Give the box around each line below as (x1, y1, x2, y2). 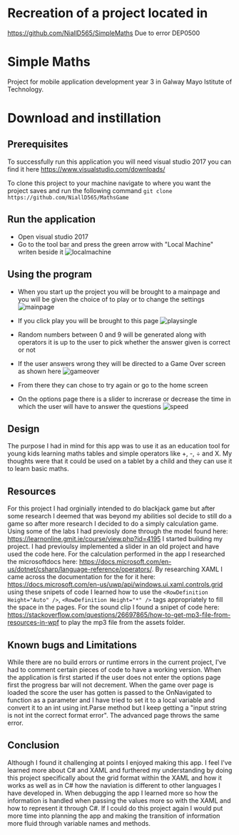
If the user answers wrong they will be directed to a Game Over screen (17, 359, 226, 367)
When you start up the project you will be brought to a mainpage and (17, 287, 220, 296)
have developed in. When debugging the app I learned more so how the (7, 789, 218, 797)
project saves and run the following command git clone (7, 186, 173, 194)
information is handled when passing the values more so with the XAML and (7, 796, 231, 805)
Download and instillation (7, 110, 162, 127)
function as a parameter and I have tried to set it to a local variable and (7, 696, 215, 704)
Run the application (7, 213, 96, 226)
